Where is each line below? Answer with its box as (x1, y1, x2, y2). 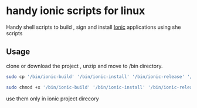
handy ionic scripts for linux (6, 4, 145, 18)
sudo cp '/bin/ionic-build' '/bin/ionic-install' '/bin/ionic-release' (6, 73, 185, 80)
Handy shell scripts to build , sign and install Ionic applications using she (6, 23, 181, 31)
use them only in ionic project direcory (6, 95, 99, 102)
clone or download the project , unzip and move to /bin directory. (6, 62, 163, 69)
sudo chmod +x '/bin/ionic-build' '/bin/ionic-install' (6, 84, 145, 90)
